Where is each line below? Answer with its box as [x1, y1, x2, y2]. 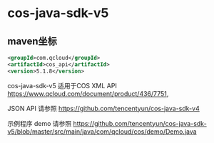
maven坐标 [7, 35, 57, 47]
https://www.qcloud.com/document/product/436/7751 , [7, 89, 169, 97]
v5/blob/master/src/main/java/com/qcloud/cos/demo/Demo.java [7, 127, 198, 136]
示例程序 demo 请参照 [7, 119, 72, 127]
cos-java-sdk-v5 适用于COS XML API [7, 81, 118, 90]
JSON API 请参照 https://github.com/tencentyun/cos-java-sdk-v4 [7, 104, 200, 112]
